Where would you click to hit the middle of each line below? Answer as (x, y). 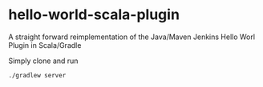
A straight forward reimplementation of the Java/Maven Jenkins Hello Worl (131, 37)
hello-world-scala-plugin (94, 15)
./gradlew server (37, 75)
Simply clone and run (43, 61)
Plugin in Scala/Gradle (45, 45)
